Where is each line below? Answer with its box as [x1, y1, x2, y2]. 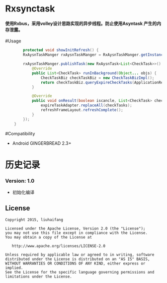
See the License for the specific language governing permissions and [5, 270, 155, 275]
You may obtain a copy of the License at [5, 235, 92, 240]
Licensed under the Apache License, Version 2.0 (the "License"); [5, 226, 146, 231]
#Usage [5, 38, 21, 44]
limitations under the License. [5, 274, 72, 279]
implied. [5, 265, 23, 270]
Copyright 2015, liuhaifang [5, 217, 64, 222]
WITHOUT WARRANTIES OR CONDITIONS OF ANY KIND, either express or [5, 261, 146, 266]
